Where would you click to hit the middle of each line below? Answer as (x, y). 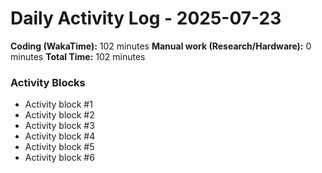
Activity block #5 (59, 147)
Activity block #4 (60, 136)
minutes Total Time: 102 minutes (78, 56)
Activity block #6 (59, 158)
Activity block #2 (59, 115)
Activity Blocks (48, 82)
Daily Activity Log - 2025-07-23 (146, 18)
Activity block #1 (58, 104)
